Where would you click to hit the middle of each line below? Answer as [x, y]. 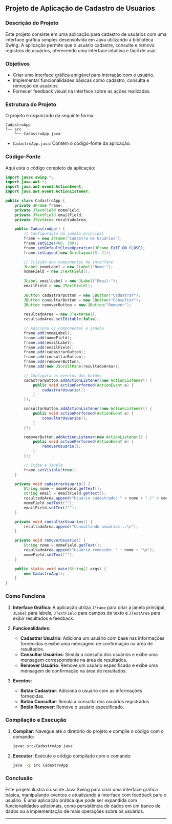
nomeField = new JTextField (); [57, 272]
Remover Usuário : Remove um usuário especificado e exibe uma [89, 665]
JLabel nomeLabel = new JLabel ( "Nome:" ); [69, 267]
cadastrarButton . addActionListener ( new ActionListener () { [88, 380]
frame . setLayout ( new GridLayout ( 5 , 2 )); [67, 253]
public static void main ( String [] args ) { [60, 569]
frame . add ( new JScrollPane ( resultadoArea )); [72, 366]
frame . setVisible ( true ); [50, 470]
